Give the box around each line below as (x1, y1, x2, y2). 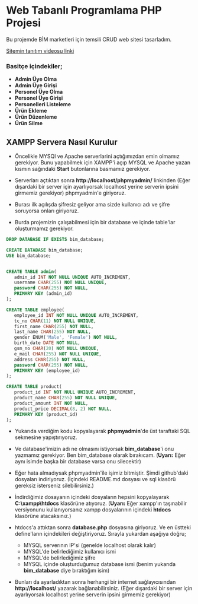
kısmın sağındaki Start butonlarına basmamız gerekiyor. (14, 166, 151, 173)
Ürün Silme (14, 120, 43, 127)
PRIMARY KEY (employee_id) (14, 367, 81, 374)
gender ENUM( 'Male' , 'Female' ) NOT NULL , (14, 335, 118, 341)
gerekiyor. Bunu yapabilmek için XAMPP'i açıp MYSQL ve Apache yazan (14, 159, 191, 166)
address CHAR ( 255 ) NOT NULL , (14, 357, 86, 363)
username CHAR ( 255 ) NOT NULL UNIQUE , (14, 279, 108, 285)
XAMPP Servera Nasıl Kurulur (6, 137, 118, 147)
